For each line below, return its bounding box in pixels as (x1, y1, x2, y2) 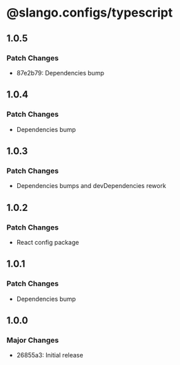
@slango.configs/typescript (6, 5, 173, 21)
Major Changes (6, 335, 59, 345)
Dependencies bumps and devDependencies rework (16, 182, 166, 190)
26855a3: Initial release (16, 351, 83, 359)
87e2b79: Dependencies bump (16, 68, 105, 77)
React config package (16, 238, 79, 246)
